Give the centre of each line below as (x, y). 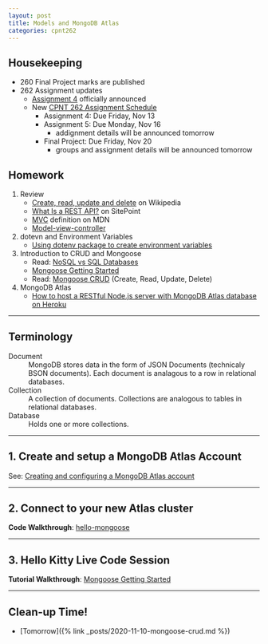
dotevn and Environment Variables (76, 237)
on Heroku (49, 304)
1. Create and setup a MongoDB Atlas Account (125, 457)
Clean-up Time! (48, 612)
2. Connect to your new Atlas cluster (101, 509)
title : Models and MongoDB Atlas (64, 23)
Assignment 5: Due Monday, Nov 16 (102, 124)
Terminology (41, 337)
